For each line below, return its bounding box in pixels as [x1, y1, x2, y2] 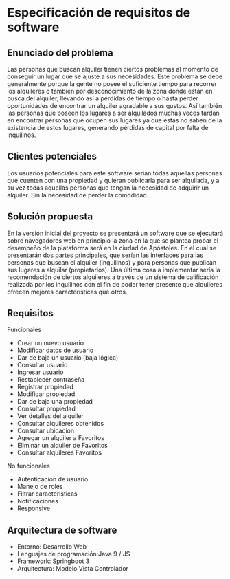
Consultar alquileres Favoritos [16, 448, 102, 457]
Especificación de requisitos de [7, 5, 191, 21]
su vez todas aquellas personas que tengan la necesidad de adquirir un [7, 184, 209, 192]
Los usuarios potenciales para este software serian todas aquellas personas [7, 168, 222, 177]
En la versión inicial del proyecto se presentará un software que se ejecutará [7, 229, 224, 237]
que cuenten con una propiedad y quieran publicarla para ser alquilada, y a [7, 176, 220, 184]
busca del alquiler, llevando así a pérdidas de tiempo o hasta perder [7, 94, 199, 102]
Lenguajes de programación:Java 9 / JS [16, 550, 130, 558]
